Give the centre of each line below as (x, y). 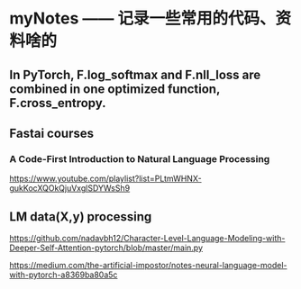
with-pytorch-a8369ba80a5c (64, 275)
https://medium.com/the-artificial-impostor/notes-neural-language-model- (148, 266)
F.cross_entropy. (58, 103)
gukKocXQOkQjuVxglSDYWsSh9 (70, 188)
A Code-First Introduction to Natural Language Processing (140, 158)
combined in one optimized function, (115, 89)
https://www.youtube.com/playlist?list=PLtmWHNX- (105, 179)
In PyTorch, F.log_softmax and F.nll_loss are (135, 74)
